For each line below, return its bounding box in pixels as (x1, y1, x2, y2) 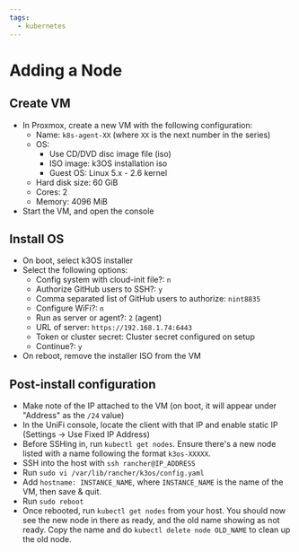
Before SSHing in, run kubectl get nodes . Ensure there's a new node (22, 439, 277, 450)
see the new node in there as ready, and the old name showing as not (22, 515, 280, 526)
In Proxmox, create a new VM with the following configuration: (22, 119, 253, 130)
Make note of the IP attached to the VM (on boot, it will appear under (22, 400, 277, 411)
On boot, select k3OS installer (22, 255, 133, 266)
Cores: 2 (35, 186, 68, 197)
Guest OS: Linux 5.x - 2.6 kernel (48, 167, 168, 178)
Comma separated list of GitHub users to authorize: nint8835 (35, 294, 261, 304)
